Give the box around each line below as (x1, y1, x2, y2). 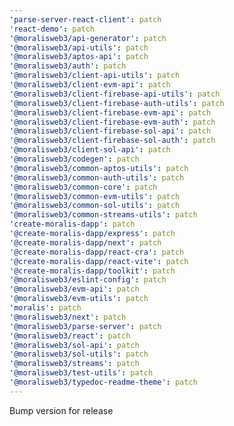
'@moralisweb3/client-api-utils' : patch (9, 71, 181, 81)
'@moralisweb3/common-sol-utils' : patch (9, 201, 181, 211)
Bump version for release (9, 404, 114, 416)
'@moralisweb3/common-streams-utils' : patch (9, 210, 198, 220)
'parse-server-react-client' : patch (9, 14, 162, 25)
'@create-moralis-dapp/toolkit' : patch (9, 266, 176, 276)
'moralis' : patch (9, 303, 82, 313)
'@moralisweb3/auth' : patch (9, 61, 127, 71)
